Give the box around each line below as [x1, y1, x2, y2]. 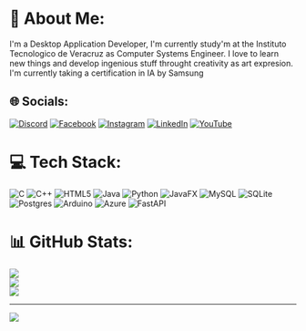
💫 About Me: [9, 8, 106, 29]
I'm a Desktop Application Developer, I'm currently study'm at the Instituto [9, 38, 287, 49]
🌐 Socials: [9, 94, 69, 109]
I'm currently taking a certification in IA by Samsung [9, 67, 204, 78]
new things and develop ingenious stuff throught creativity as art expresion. [9, 57, 294, 68]
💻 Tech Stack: [9, 151, 122, 172]
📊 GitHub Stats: [9, 232, 134, 252]
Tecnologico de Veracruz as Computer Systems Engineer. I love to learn [9, 47, 280, 58]
